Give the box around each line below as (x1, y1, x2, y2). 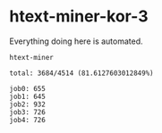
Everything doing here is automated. (9, 36, 143, 46)
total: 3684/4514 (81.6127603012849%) (9, 69, 154, 78)
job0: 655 (9, 84, 47, 93)
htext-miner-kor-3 (9, 6, 149, 27)
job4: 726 (9, 115, 47, 124)
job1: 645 (9, 92, 47, 101)
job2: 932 (9, 100, 47, 109)
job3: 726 (9, 107, 47, 117)
